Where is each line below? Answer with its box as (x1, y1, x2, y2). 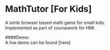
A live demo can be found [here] (5, 39, 71, 45)
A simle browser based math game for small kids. (5, 20, 106, 25)
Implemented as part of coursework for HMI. (5, 25, 96, 30)
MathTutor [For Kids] (5, 3, 92, 15)
